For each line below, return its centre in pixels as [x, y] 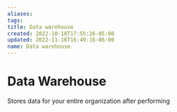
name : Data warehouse [39, 46]
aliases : [20, 14]
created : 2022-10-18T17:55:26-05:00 [61, 33]
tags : [15, 20]
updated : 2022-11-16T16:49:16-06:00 [61, 40]
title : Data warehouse [40, 27]
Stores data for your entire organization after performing [89, 101]
